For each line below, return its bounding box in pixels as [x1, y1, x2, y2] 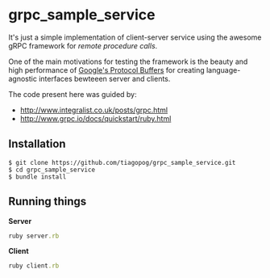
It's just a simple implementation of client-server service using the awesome [8, 32, 262, 42]
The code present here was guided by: [8, 89, 137, 99]
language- [206, 65, 241, 74]
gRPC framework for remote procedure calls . [8, 40, 158, 50]
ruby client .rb [8, 262, 60, 270]
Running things [8, 195, 87, 208]
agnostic [8, 74, 38, 83]
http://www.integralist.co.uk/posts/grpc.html [19, 105, 168, 115]
